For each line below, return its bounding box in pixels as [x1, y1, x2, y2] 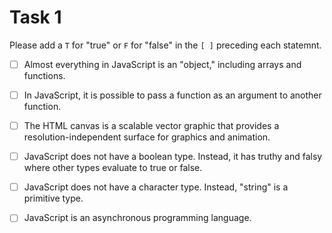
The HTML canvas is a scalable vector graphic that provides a [23, 120, 280, 132]
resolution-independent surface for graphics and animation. [23, 131, 271, 143]
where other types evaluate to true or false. [23, 162, 203, 174]
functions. [23, 70, 66, 81]
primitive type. [23, 192, 84, 205]
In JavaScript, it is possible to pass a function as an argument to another [23, 89, 322, 101]
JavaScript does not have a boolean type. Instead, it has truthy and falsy [23, 151, 323, 163]
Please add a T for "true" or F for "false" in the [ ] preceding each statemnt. [9, 39, 322, 51]
